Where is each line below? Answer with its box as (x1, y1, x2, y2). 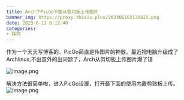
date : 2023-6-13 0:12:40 (6, 20, 68, 26)
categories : (6, 25, 36, 32)
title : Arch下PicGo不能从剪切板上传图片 (6, 8, 99, 15)
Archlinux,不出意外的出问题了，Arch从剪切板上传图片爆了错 (6, 56, 153, 63)
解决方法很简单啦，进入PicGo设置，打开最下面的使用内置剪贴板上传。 (6, 80, 179, 87)
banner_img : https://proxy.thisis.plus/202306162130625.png (6, 14, 160, 20)
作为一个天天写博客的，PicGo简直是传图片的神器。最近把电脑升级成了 (6, 49, 179, 56)
